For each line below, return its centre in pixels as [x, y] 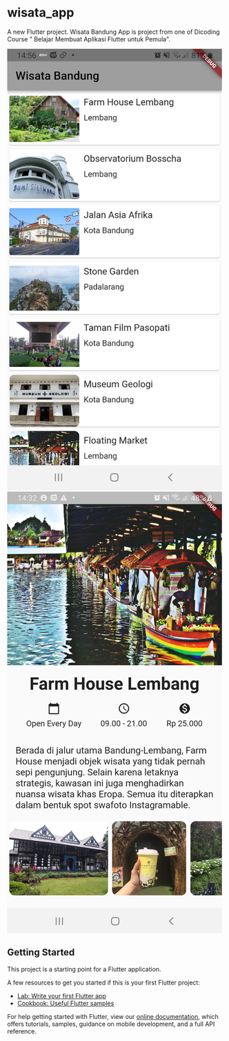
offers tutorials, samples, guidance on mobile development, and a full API [111, 1024]
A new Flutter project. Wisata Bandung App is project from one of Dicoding [113, 32]
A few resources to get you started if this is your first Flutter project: [103, 982]
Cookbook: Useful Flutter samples [66, 1003]
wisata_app [41, 13]
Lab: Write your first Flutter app [62, 995]
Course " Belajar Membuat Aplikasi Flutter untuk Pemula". [89, 39]
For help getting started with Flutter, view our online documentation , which [113, 1016]
